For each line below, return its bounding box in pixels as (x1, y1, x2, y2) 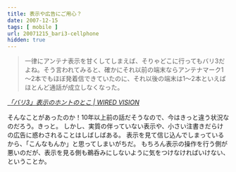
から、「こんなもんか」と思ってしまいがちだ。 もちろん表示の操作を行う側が (7, 140, 228, 148)
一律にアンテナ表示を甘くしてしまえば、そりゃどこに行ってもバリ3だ (24, 57, 225, 66)
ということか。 (7, 157, 51, 166)
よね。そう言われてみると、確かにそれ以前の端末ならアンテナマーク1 (24, 66, 224, 74)
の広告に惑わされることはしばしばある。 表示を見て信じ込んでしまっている (7, 131, 224, 140)
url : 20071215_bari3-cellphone (7, 30, 99, 37)
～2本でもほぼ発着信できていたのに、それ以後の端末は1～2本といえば (24, 75, 227, 83)
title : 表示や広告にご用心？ (7, 10, 82, 18)
